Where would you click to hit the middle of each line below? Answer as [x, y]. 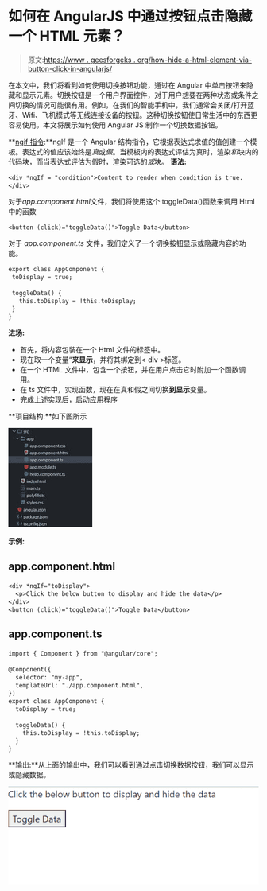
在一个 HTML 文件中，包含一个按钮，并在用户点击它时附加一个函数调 [133, 369]
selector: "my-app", [49, 677]
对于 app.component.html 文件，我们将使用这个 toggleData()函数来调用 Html [132, 201]
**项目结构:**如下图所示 [48, 416]
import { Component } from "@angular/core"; [83, 653]
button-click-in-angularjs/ [70, 68]
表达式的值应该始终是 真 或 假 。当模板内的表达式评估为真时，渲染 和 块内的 [140, 151]
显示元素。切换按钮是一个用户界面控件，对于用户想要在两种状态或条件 [137, 95]
